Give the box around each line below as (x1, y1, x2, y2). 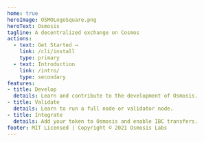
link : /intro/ (19, 67, 60, 74)
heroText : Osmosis (7, 23, 60, 29)
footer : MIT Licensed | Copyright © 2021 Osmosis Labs (7, 124, 168, 131)
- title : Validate (7, 99, 60, 106)
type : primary (19, 55, 60, 61)
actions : (7, 35, 32, 42)
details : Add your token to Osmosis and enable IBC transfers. (13, 117, 198, 125)
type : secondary (19, 73, 67, 81)
